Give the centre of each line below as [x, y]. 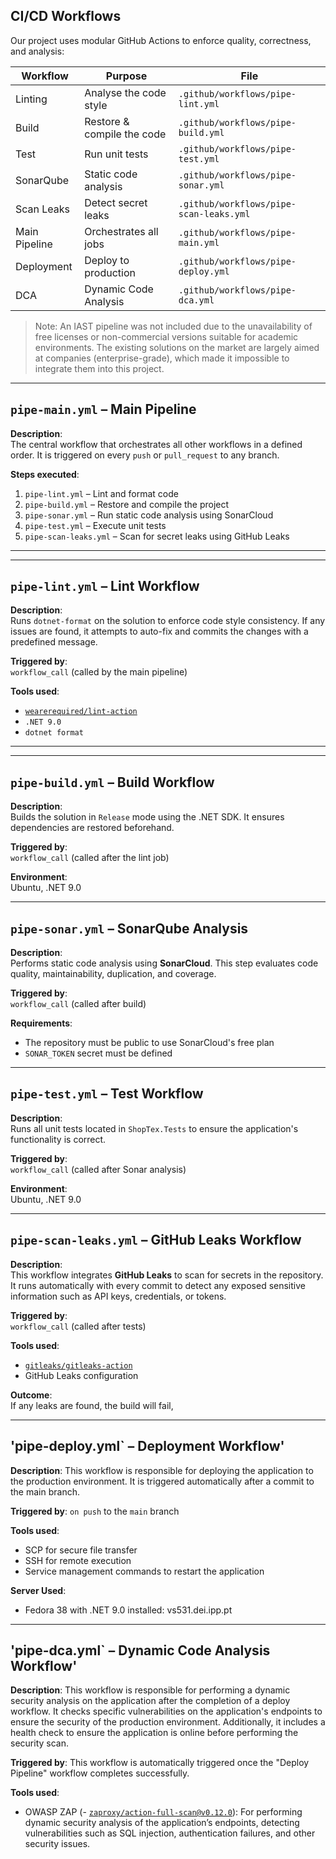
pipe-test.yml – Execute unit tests [95, 525]
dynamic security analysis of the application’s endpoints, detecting [162, 1823]
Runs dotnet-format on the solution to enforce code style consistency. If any [168, 621]
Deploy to [107, 260]
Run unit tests [116, 154]
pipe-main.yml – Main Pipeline [103, 409]
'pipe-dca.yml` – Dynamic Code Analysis [140, 1650]
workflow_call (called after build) [78, 1004]
